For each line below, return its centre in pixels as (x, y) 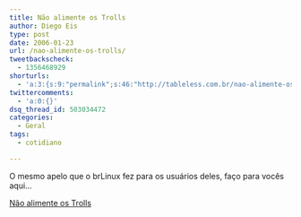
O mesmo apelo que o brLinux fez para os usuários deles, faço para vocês (147, 176)
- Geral (32, 126)
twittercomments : (42, 92)
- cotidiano (40, 143)
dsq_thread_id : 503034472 (57, 109)
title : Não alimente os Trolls (68, 17)
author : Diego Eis (43, 26)
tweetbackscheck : (42, 59)
